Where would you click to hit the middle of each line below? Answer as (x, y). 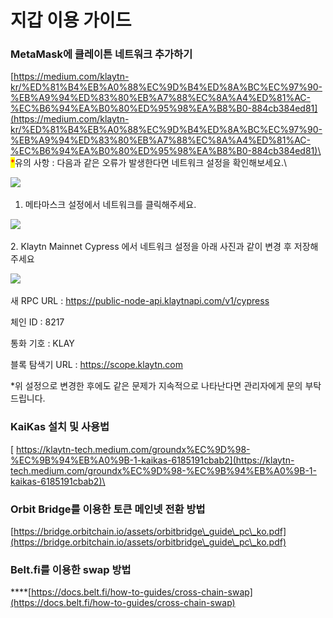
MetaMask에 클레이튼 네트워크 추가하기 (101, 54)
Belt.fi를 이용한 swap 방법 (71, 569)
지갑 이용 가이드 (71, 20)
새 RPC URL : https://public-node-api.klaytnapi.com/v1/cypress (140, 301)
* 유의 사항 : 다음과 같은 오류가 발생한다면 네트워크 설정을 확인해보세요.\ (148, 163)
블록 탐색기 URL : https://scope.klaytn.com (96, 365)
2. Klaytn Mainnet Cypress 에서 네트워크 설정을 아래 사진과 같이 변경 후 (151, 247)
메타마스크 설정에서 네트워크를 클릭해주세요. (110, 205)
